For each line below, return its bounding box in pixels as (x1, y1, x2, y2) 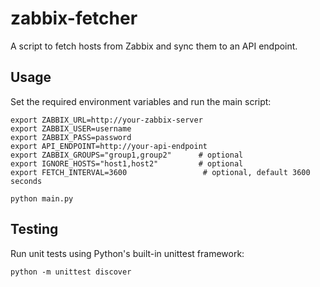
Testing (10, 221, 59, 238)
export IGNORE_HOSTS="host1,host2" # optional (10, 158, 244, 169)
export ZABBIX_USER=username (10, 123, 132, 134)
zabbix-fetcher (10, 7, 138, 30)
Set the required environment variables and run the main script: (10, 95, 272, 107)
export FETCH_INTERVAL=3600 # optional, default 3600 (10, 167, 311, 177)
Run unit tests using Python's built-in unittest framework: (10, 247, 245, 259)
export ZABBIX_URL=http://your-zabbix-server (10, 115, 203, 125)
